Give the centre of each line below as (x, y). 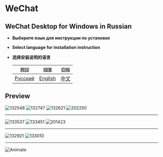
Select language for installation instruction (56, 47)
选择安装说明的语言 (31, 57)
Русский (24, 78)
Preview (18, 96)
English (48, 78)
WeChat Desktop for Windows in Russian (68, 26)
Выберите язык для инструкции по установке (61, 38)
